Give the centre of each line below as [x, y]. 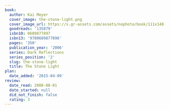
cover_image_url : [28, 24]
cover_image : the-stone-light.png [46, 19]
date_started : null [30, 90]
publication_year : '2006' [37, 48]
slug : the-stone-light [33, 62]
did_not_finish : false [33, 95]
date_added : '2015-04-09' [37, 76]
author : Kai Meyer [29, 15]
